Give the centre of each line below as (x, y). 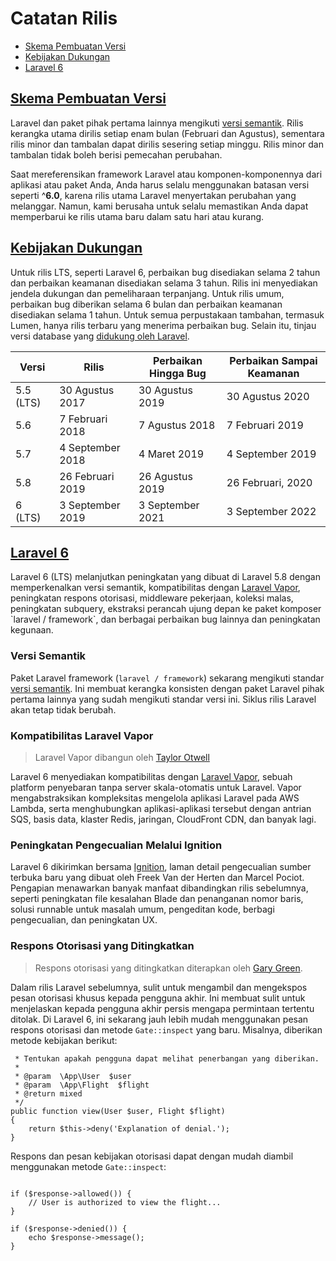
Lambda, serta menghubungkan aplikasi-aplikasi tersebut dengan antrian (161, 808)
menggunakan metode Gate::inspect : (88, 1166)
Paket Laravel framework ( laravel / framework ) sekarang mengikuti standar (167, 678)
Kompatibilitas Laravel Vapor (82, 735)
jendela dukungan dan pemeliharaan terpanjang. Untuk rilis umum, (147, 293)
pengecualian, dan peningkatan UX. (84, 920)
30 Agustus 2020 (268, 396)
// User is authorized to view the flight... (125, 1202)
